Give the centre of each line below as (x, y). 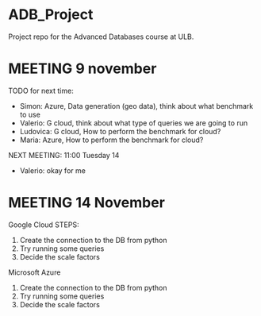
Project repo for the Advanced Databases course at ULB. (101, 37)
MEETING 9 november (83, 69)
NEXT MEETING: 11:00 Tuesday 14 (64, 155)
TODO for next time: (41, 91)
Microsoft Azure (35, 272)
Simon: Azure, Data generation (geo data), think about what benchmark (136, 106)
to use (30, 114)
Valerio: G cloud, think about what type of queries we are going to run (134, 123)
